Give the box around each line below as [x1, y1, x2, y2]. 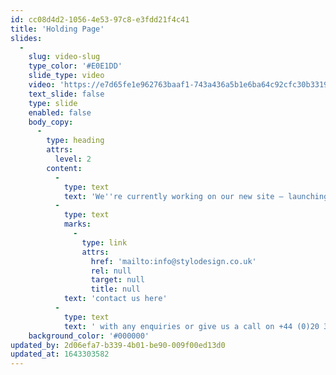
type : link [81, 237, 128, 248]
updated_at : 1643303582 [10, 349, 110, 360]
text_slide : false [28, 89, 105, 99]
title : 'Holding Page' [10, 24, 105, 34]
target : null [90, 275, 145, 285]
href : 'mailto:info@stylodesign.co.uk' [90, 256, 257, 266]
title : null [90, 284, 141, 295]
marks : [63, 219, 92, 230]
